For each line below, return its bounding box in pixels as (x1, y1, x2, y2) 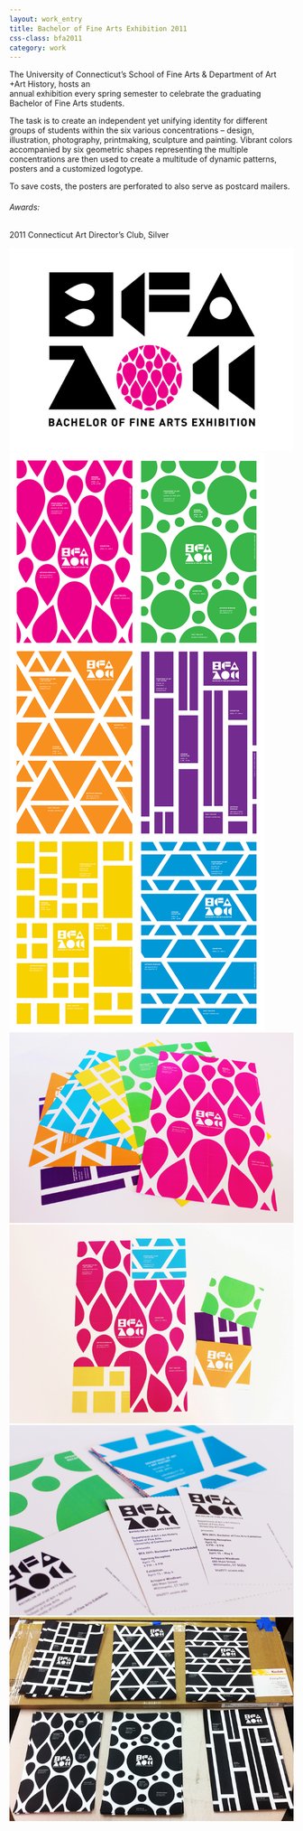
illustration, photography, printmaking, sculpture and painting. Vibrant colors (9, 135, 293, 146)
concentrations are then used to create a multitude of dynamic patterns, (9, 154, 277, 164)
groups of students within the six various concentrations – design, (9, 125, 254, 136)
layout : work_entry (9, 14, 83, 23)
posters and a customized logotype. (9, 164, 143, 174)
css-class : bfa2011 (9, 33, 83, 42)
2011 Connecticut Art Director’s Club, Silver (9, 230, 170, 240)
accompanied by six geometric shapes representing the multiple (9, 145, 249, 155)
